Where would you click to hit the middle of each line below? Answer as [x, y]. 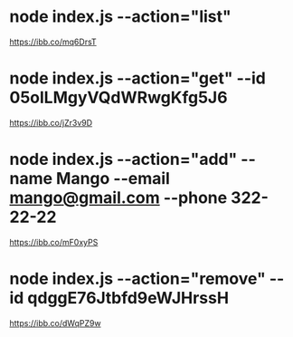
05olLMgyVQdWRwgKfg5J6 [118, 98]
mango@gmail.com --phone [118, 198]
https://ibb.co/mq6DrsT [53, 42]
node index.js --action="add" [123, 159]
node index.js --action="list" [121, 17]
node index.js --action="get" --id [138, 78]
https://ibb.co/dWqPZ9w [55, 323]
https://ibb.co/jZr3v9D [51, 122]
